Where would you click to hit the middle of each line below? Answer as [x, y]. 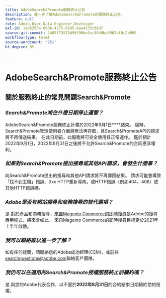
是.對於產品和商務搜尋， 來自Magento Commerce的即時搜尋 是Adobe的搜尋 [82, 214]
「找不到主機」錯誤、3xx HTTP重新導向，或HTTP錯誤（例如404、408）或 [82, 181]
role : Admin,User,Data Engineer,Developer [50, 24]
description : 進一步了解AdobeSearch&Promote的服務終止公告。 [65, 14]
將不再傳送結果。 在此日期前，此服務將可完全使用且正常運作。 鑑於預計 [78, 137]
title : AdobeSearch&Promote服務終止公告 [45, 10]
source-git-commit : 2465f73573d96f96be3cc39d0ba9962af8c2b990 [71, 33]
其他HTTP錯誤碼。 [24, 188]
